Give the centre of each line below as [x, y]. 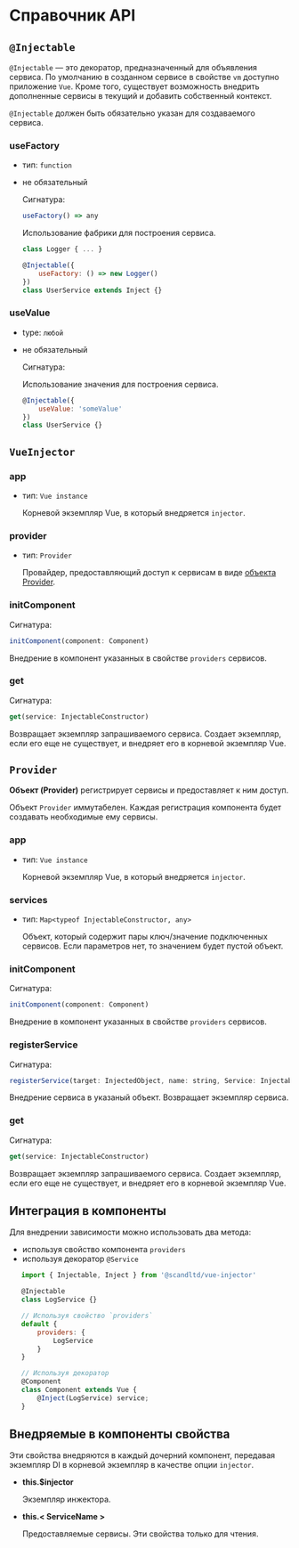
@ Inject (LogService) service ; [93, 1398]
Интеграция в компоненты [88, 1211]
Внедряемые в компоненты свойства [120, 1434]
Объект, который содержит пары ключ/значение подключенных [145, 937]
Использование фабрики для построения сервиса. [119, 233]
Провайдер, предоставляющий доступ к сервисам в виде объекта [149, 573]
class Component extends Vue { [79, 1390]
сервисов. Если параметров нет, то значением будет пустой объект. [153, 946]
